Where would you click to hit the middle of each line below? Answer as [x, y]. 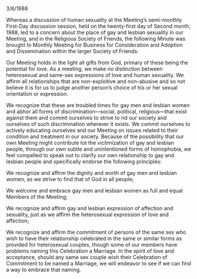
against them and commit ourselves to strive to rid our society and [86, 118]
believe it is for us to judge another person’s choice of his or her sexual [92, 87]
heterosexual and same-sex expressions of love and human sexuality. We [95, 75]
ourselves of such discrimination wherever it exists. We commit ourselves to [98, 124]
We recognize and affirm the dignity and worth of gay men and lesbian [92, 173]
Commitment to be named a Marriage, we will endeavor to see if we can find [98, 263]
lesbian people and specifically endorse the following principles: [84, 162]
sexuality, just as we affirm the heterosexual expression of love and [87, 215]
